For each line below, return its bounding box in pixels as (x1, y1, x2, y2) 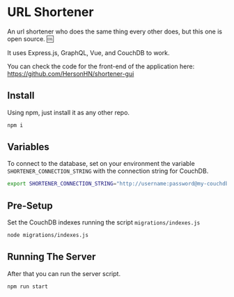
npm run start (7, 283, 49, 290)
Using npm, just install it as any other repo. (7, 108, 130, 116)
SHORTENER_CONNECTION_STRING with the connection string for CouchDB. (7, 167, 209, 175)
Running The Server (7, 251, 96, 263)
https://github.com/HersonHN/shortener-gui (7, 69, 134, 77)
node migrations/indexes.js (7, 231, 89, 239)
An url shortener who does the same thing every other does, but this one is (7, 27, 223, 36)
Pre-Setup (7, 199, 54, 211)
